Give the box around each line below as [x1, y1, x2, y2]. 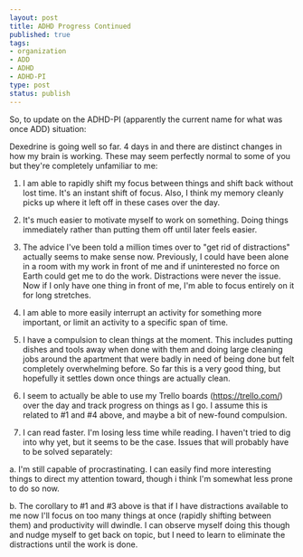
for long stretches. [22, 289, 92, 300]
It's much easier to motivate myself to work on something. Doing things [22, 214, 289, 225]
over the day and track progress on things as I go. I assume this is [22, 400, 269, 411]
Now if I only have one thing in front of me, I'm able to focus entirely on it [22, 279, 295, 290]
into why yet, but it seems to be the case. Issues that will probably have [22, 436, 289, 448]
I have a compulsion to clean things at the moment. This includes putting [22, 334, 294, 345]
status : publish [9, 89, 71, 98]
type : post [9, 80, 51, 90]
